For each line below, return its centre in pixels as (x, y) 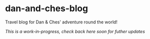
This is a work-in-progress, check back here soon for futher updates (75, 31)
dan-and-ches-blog (47, 9)
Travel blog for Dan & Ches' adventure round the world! (61, 22)
